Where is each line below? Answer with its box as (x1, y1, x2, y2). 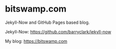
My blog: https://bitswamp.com (5, 38, 68, 44)
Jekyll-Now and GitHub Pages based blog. (5, 19, 90, 25)
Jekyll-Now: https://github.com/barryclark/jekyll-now (5, 29, 111, 34)
